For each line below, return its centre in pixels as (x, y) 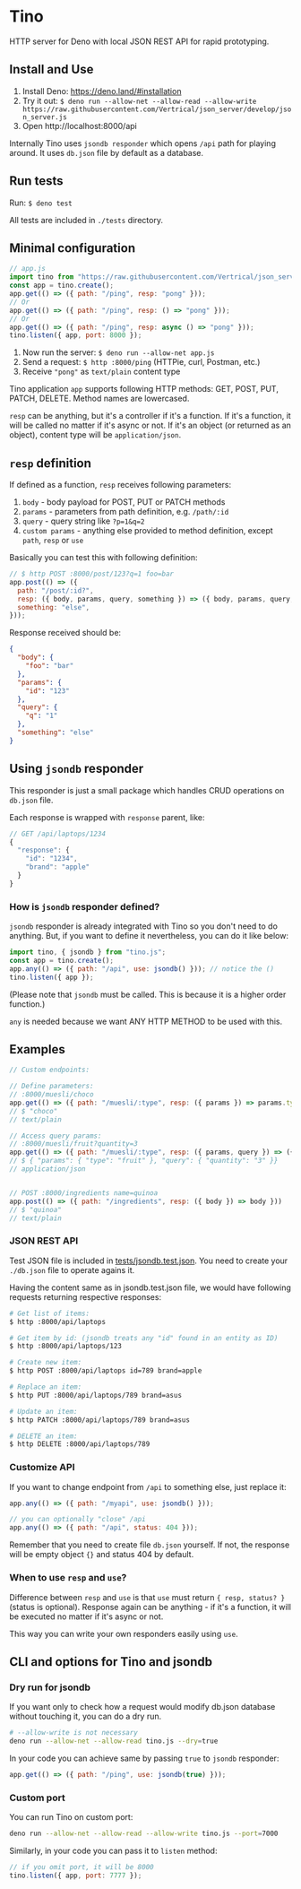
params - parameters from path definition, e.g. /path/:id (125, 512)
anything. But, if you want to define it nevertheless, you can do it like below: (149, 936)
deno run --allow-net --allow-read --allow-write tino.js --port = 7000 (144, 1834)
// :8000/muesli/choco (52, 1095)
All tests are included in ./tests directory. (86, 220)
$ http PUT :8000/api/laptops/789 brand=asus (95, 1395)
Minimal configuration (73, 248)
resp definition (51, 463)
